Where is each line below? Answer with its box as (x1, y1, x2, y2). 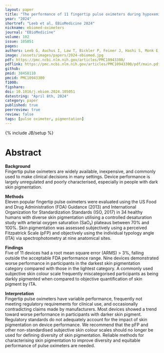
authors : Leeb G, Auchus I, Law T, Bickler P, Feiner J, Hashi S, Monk (5, 48, 154, 53)
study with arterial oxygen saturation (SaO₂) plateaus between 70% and (5, 219, 149, 225)
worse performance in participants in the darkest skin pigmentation (5, 260, 141, 266)
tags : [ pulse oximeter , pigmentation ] (5, 116, 84, 121)
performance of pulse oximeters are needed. (5, 342, 95, 348)
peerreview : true (5, 107, 41, 113)
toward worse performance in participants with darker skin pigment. (5, 311, 142, 317)
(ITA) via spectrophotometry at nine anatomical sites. (5, 235, 112, 241)
